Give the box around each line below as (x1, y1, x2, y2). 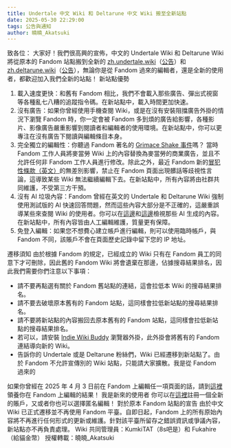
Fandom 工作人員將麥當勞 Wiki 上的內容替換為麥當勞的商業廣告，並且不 (16, 149, 221, 158)
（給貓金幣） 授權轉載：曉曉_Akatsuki (7, 434, 115, 442)
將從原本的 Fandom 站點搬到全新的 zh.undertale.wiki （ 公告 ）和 (7, 58, 186, 66)
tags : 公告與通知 (7, 23, 52, 30)
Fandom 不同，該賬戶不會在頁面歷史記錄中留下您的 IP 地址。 (16, 235, 190, 244)
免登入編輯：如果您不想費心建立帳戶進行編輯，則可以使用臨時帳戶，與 (16, 227, 217, 235)
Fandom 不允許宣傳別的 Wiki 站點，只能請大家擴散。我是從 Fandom (25, 359, 217, 368)
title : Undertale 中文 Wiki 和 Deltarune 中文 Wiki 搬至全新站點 (7, 10, 187, 17)
